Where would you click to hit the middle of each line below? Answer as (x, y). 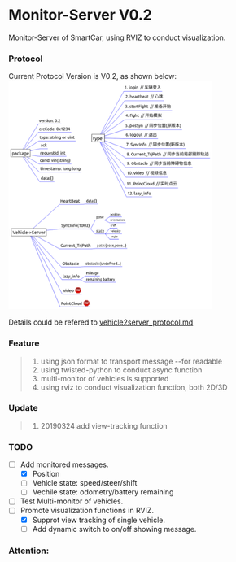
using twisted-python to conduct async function (121, 370)
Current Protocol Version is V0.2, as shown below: (93, 76)
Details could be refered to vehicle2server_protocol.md (101, 322)
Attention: (29, 551)
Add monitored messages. (64, 464)
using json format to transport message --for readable (131, 361)
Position (46, 474)
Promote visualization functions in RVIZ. (87, 511)
